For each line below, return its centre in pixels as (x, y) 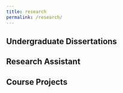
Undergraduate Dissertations (62, 41)
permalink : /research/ (34, 17)
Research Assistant (43, 62)
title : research (26, 12)
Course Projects (37, 82)
